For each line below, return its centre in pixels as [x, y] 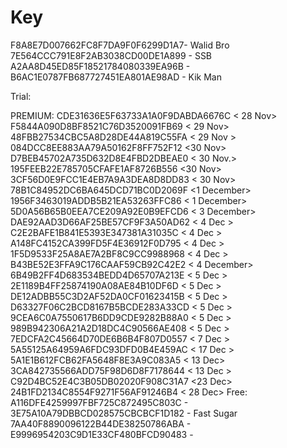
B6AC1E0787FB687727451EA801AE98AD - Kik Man [116, 77]
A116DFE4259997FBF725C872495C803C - [99, 402]
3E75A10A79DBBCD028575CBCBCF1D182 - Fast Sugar [124, 413]
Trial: [21, 96]
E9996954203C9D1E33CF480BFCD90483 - [102, 434]
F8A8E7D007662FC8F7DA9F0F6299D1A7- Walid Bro [120, 45]
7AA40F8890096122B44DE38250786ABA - [101, 423]
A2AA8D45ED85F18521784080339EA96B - [100, 66]
